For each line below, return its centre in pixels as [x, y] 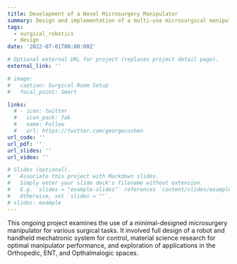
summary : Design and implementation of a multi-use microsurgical [107, 20]
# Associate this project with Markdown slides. [83, 176]
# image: [20, 78]
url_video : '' [28, 157]
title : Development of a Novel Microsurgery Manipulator [93, 14]
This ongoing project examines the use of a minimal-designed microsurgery [117, 222]
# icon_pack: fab [42, 118]
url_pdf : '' [25, 144]
